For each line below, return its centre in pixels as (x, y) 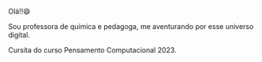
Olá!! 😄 (19, 11)
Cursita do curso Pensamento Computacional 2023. (92, 50)
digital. (19, 35)
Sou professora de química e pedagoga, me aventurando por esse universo (131, 26)
